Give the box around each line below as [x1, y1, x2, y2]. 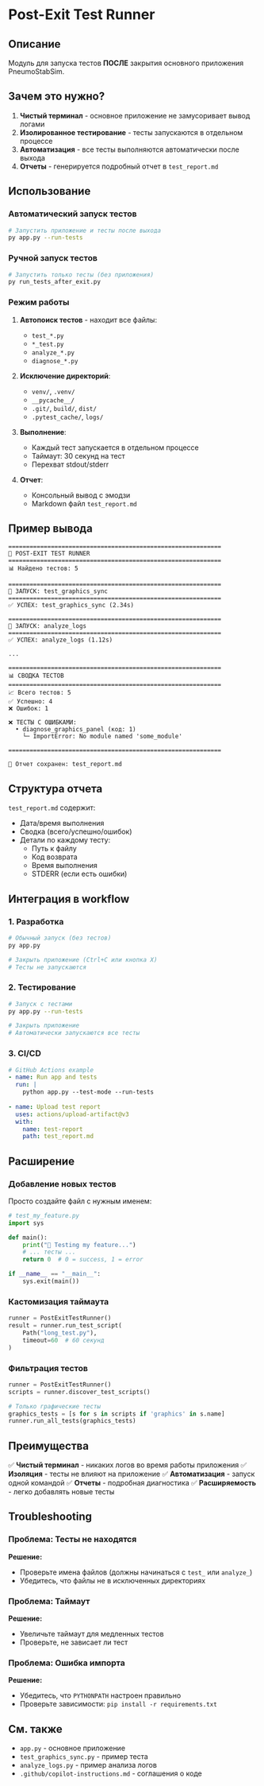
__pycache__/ [31, 396, 75, 405]
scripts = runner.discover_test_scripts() [8, 1388, 151, 1396]
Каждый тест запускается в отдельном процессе [31, 443, 200, 452]
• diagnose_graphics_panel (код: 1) [15, 726, 136, 734]
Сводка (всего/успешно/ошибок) [19, 827, 132, 836]
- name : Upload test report [8, 1102, 101, 1110]
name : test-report [22, 1125, 83, 1133]
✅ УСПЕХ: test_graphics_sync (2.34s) [8, 602, 135, 610]
